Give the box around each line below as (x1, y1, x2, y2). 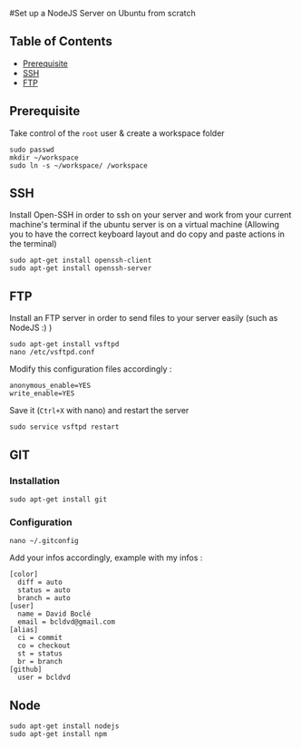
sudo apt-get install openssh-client (9, 256, 152, 266)
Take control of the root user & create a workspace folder (9, 127, 225, 139)
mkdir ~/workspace (9, 153, 79, 162)
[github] (9, 665, 43, 675)
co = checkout (17, 641, 71, 651)
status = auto (17, 586, 71, 595)
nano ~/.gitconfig (9, 537, 79, 546)
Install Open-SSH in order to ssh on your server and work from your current (9, 209, 292, 220)
